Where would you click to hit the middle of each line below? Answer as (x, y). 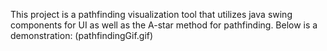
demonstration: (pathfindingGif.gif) (82, 35)
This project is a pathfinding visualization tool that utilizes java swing (151, 14)
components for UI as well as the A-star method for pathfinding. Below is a (164, 25)
